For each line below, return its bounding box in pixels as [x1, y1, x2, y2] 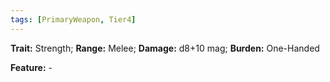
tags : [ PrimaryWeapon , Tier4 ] [10, 14, 137, 25]
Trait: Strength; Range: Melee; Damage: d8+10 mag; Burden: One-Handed [10, 42, 320, 54]
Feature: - [10, 61, 53, 73]
